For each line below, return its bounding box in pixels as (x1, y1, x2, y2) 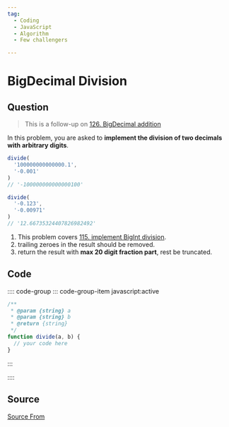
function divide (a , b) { (7, 333, 81, 341)
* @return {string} (10, 320, 69, 327)
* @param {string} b (10, 313, 71, 321)
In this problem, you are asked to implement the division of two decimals (7, 133, 223, 142)
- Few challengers (13, 37, 69, 44)
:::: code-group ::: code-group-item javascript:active (7, 287, 160, 295)
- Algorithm (13, 30, 49, 37)
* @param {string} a (10, 307, 71, 314)
